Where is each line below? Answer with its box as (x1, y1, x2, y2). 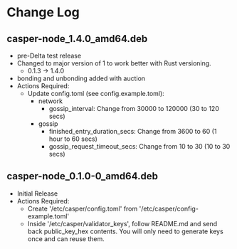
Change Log (6, 4, 80, 21)
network (38, 97, 63, 105)
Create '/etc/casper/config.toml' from (27, 204, 138, 213)
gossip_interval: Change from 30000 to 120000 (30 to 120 (48, 105, 220, 112)
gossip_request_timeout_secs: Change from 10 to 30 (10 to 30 (48, 142, 231, 150)
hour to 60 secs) (48, 134, 98, 143)
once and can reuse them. (27, 234, 105, 243)
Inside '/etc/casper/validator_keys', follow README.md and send (27, 219, 218, 228)
